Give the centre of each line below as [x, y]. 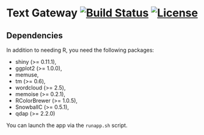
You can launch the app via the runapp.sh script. [67, 125]
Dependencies [35, 36]
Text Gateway [42, 13]
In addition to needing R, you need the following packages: [80, 50]
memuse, [27, 75]
